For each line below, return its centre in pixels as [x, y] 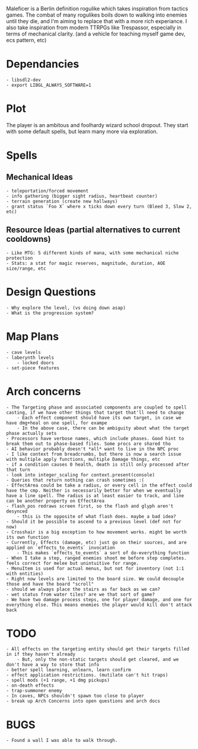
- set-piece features [33, 368]
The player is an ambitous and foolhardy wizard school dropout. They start [97, 125]
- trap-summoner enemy [34, 691]
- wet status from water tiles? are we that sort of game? [81, 594]
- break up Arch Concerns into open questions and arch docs [83, 701]
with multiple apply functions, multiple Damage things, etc [83, 459]
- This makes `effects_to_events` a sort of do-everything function [103, 553]
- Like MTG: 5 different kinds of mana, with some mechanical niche [92, 253]
